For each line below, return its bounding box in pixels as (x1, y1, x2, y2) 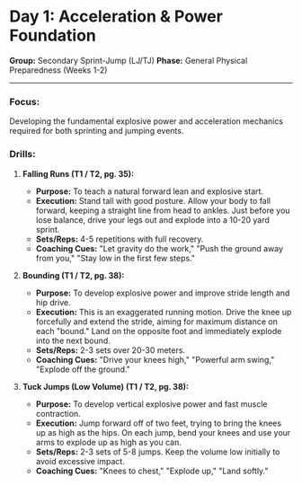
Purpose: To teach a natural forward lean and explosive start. (35, 186, 263, 197)
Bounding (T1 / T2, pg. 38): (22, 269, 125, 280)
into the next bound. (35, 335, 111, 346)
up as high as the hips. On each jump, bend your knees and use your (35, 427, 291, 437)
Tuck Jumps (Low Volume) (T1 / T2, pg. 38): (22, 381, 189, 392)
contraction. (35, 408, 81, 419)
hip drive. (35, 296, 71, 307)
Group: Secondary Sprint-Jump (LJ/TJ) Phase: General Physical (9, 55, 248, 66)
